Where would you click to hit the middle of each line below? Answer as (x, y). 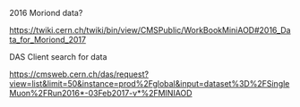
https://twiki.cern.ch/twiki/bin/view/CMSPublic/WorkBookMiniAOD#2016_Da (150, 30)
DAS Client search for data (58, 57)
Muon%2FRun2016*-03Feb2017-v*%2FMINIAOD (101, 93)
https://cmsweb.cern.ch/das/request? (79, 74)
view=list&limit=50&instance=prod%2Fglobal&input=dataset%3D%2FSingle (150, 83)
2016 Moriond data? (46, 13)
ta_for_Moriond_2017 (48, 40)
